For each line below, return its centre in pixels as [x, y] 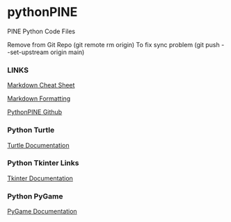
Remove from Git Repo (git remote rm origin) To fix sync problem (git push [114, 44]
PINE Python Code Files [41, 31]
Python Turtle [31, 130]
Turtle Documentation [38, 145]
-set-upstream [28, 52]
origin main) [67, 52]
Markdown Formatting [39, 99]
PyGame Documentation [42, 212]
